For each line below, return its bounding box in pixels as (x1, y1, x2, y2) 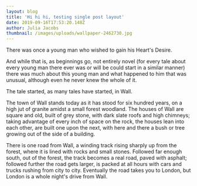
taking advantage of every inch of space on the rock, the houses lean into (6, 118, 185, 125)
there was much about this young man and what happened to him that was (6, 70, 186, 77)
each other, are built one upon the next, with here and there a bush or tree (6, 124, 185, 131)
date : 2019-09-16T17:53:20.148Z (6, 19, 85, 25)
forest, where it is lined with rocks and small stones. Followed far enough (6, 148, 182, 155)
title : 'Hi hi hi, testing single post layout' (6, 14, 125, 20)
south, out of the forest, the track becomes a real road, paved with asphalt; (6, 154, 187, 161)
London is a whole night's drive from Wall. (6, 173, 108, 180)
